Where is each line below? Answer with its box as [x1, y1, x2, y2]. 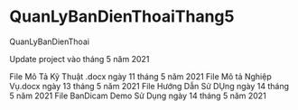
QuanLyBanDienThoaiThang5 [9, 6, 235, 27]
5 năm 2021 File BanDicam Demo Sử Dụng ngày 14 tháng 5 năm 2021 [9, 90, 266, 101]
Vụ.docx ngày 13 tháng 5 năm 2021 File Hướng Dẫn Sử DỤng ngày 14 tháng [9, 80, 289, 91]
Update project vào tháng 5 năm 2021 [9, 53, 150, 64]
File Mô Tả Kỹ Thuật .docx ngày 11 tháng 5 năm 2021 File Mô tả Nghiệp [9, 70, 273, 82]
